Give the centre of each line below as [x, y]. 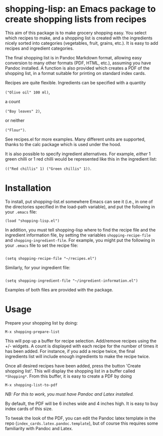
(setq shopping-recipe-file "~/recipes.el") [51, 258]
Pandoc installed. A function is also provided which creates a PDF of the [77, 68]
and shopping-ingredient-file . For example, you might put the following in [80, 240]
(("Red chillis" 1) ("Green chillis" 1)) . [48, 168]
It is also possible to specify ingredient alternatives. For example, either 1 [78, 154]
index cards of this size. [29, 409]
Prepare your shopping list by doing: [41, 323]
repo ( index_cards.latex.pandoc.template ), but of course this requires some [81, 423]
